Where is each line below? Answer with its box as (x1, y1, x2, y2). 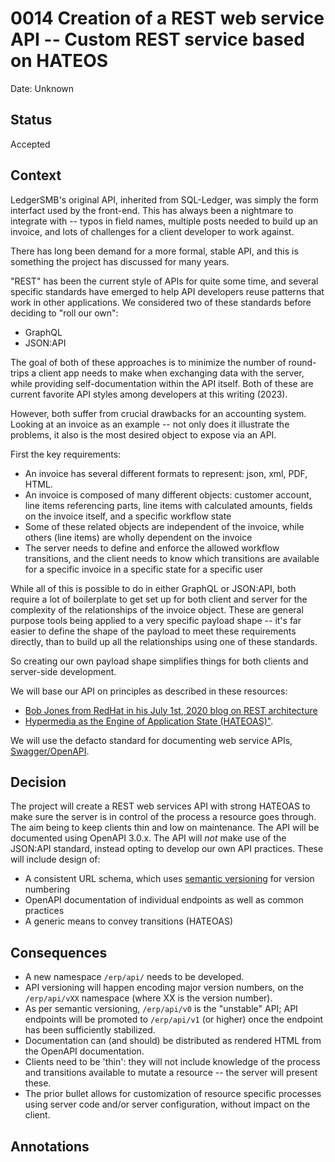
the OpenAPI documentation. (24, 1045, 145, 1057)
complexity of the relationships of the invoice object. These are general (10, 603, 304, 616)
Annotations (10, 1138, 90, 1155)
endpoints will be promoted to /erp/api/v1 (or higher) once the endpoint (24, 1013, 324, 1026)
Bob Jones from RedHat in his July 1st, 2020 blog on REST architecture (24, 704, 318, 716)
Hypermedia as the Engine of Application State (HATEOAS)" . (24, 715, 274, 727)
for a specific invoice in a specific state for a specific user (24, 563, 264, 575)
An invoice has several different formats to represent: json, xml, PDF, (24, 467, 308, 479)
